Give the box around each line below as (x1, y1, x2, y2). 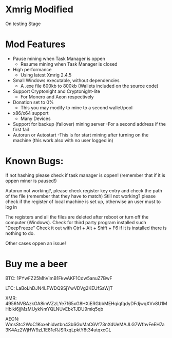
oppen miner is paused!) (5, 177, 58, 184)
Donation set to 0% (12, 99, 54, 105)
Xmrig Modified (5, 4, 73, 15)
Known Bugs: (5, 155, 64, 167)
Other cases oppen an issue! (5, 240, 66, 246)
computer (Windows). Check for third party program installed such (5, 219, 146, 225)
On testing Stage (5, 21, 41, 27)
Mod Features (5, 38, 66, 50)
